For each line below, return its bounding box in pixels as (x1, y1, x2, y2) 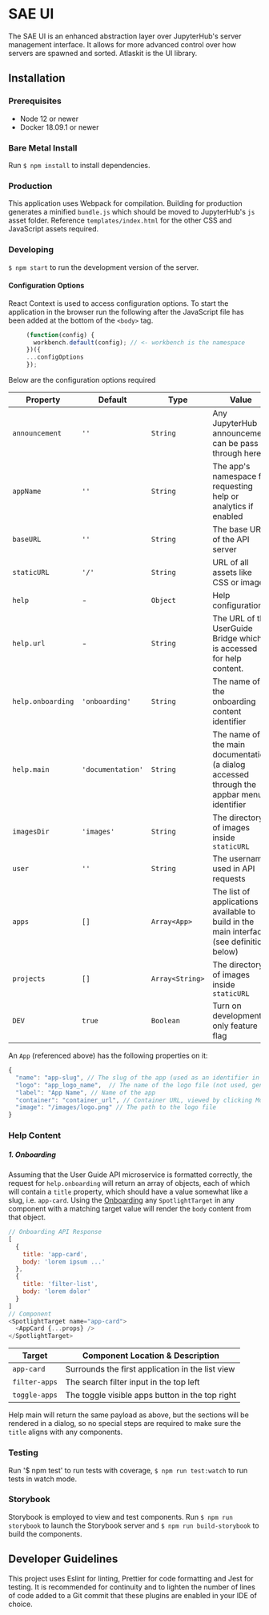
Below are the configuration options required (8, 376, 156, 385)
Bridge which (211, 633, 263, 645)
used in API (211, 863, 255, 874)
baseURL (12, 535, 42, 544)
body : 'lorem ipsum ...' (22, 1258, 106, 1266)
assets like (211, 567, 252, 578)
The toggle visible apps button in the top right (65, 1390, 237, 1401)
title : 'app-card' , (22, 1250, 88, 1258)
